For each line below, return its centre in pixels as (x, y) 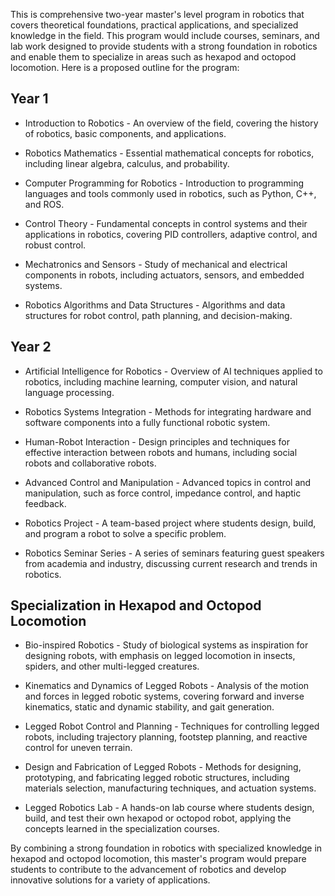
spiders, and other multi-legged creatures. (112, 666)
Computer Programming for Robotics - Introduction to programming (164, 183)
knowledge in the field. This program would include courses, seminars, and (165, 35)
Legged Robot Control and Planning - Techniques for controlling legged (172, 726)
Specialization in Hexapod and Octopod (136, 605)
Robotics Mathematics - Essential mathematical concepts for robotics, (169, 153)
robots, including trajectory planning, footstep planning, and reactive (166, 737)
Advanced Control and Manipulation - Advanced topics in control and (168, 482)
